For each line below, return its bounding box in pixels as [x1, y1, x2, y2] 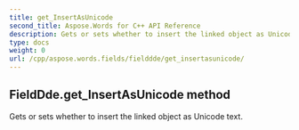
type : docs [9, 37, 50, 47]
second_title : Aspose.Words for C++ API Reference [9, 21, 201, 30]
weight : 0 [9, 46, 46, 55]
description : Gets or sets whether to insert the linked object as [9, 29, 265, 38]
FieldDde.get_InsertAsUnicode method [9, 87, 231, 102]
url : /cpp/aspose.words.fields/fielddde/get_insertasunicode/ [9, 54, 245, 63]
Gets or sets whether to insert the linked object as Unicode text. [9, 110, 243, 121]
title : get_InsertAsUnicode [9, 12, 114, 22]
